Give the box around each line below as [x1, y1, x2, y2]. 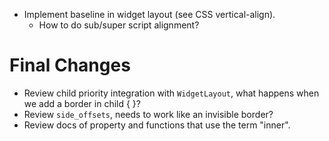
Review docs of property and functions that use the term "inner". [23, 119, 291, 131]
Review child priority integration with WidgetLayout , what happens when [23, 87, 320, 99]
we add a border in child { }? [23, 97, 141, 109]
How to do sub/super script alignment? [38, 19, 200, 31]
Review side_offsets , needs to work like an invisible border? [23, 108, 274, 120]
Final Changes [9, 54, 131, 77]
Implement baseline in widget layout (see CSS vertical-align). [23, 9, 276, 20]
